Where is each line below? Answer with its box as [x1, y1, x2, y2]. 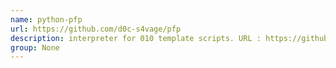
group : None [10, 42, 60, 53]
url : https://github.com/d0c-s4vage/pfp [10, 24, 182, 34]
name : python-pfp [10, 14, 83, 25]
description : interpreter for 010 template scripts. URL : [10, 33, 262, 43]
